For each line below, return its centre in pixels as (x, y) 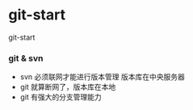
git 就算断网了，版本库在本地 (68, 87)
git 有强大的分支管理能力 (61, 97)
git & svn (26, 58)
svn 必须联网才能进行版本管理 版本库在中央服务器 (103, 77)
